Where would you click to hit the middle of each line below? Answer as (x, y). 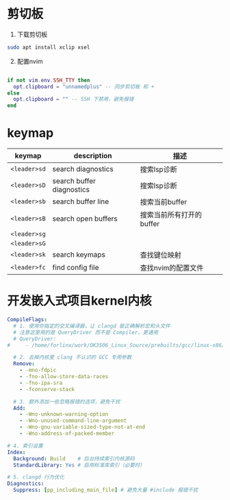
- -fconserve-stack (47, 389)
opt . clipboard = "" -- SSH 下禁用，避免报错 (74, 99)
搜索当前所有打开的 (171, 215)
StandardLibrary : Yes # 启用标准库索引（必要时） (79, 465)
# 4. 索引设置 (25, 446)
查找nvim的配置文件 (172, 268)
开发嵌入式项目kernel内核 (79, 301)
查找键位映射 (161, 255)
